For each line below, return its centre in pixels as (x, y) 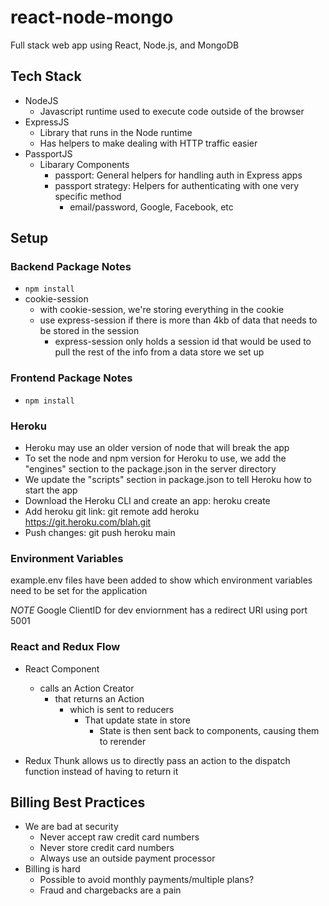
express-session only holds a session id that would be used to (183, 342)
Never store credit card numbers (107, 848)
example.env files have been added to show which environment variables (161, 580)
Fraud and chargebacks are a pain (110, 890)
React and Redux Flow (65, 647)
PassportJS (48, 153)
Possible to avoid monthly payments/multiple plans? (147, 880)
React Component (62, 668)
